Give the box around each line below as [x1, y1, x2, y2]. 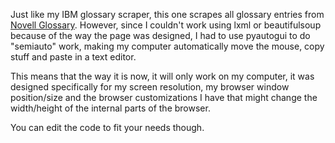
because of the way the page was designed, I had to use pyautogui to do [10, 30, 311, 41]
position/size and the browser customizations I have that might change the [10, 92, 318, 103]
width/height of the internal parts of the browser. [10, 102, 211, 114]
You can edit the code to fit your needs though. [10, 122, 205, 133]
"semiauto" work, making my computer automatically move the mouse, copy [10, 40, 325, 52]
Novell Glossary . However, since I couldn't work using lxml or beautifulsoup [10, 19, 322, 31]
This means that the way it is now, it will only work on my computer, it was [10, 70, 315, 82]
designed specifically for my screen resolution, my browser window [10, 81, 290, 93]
